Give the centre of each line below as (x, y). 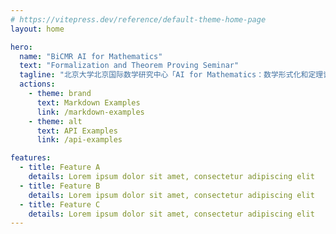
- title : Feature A (60, 167)
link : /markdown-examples (90, 112)
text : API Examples (77, 131)
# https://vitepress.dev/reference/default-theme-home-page (138, 19)
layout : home (37, 29)
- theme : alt (55, 121)
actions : (37, 84)
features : (31, 158)
